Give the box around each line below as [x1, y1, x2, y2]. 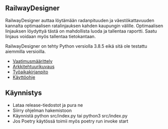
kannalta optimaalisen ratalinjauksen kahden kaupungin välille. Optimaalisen [5, 23, 163, 29]
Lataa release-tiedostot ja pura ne [12, 102, 83, 108]
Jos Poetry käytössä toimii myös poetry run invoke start [12, 118, 129, 124]
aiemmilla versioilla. [5, 48, 46, 54]
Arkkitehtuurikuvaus [12, 63, 54, 69]
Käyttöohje [12, 74, 35, 80]
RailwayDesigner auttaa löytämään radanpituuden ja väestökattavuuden [5, 17, 155, 23]
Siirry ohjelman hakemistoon [12, 107, 72, 113]
